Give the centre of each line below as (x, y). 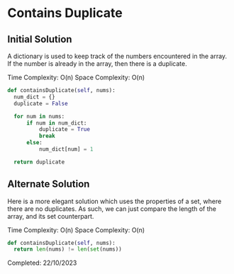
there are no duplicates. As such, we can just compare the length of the (112, 209)
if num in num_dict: (56, 123)
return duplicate (39, 162)
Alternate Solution (49, 184)
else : (34, 143)
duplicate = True (65, 130)
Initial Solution (40, 39)
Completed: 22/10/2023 (42, 263)
